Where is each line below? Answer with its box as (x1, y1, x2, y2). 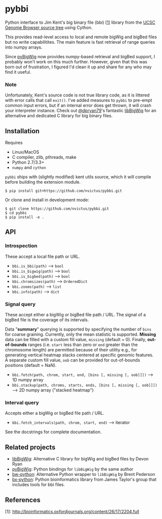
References (5, 496, 41, 504)
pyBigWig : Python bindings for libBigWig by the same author (12, 466, 133, 472)
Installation (5, 127, 40, 135)
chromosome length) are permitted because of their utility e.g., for (5, 347, 137, 353)
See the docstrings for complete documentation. (5, 429, 102, 435)
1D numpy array (12, 377, 44, 383)
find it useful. (5, 69, 31, 75)
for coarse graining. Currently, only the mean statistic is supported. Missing (5, 331, 156, 337)
